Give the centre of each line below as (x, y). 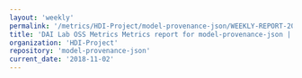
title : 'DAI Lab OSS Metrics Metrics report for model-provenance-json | (151, 34)
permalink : (30, 26)
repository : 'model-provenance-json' (80, 51)
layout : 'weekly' (42, 17)
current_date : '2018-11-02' (62, 59)
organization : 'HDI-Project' (64, 43)
